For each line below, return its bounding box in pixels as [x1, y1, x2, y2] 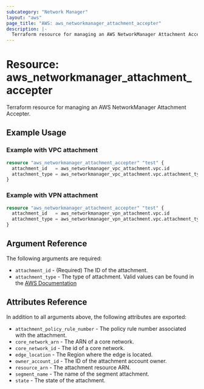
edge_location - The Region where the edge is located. [15, 351, 153, 358]
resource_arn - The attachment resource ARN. [15, 363, 131, 371]
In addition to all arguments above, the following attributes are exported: [6, 313, 187, 320]
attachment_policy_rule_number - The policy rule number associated [15, 325, 186, 332]
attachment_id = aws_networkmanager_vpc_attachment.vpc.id [12, 165, 170, 171]
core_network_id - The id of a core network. [15, 344, 125, 351]
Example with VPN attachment [6, 191, 98, 199]
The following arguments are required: [6, 255, 102, 262]
